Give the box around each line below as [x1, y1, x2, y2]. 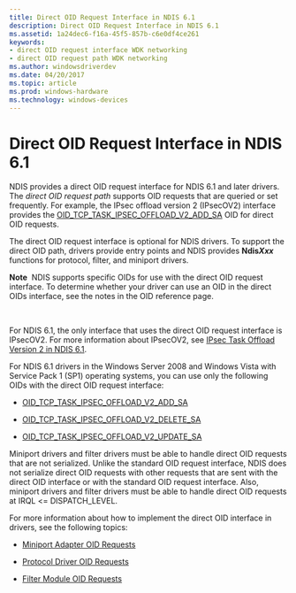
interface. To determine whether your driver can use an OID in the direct [9, 281, 272, 292]
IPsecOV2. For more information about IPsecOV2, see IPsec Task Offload [9, 335, 276, 345]
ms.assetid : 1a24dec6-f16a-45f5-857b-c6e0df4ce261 [9, 29, 200, 38]
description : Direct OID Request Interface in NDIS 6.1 [9, 21, 219, 30]
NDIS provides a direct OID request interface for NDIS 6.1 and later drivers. [9, 181, 280, 192]
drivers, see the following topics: [9, 522, 128, 533]
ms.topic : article [9, 79, 77, 88]
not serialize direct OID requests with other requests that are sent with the [9, 467, 278, 478]
